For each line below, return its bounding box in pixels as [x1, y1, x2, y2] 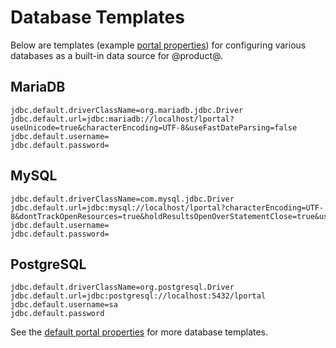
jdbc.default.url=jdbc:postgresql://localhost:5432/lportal [10, 291, 267, 301]
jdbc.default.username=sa [10, 300, 118, 310]
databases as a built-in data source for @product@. [10, 49, 223, 61]
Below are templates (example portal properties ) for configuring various [10, 39, 307, 51]
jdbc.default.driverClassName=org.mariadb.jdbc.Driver [10, 105, 244, 115]
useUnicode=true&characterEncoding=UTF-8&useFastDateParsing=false [10, 122, 298, 133]
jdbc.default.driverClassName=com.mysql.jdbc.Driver [10, 194, 235, 204]
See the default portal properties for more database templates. [10, 326, 269, 338]
